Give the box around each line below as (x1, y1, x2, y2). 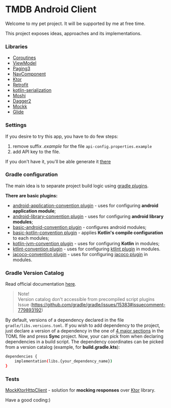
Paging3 (12, 65, 31, 72)
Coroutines (12, 55, 36, 61)
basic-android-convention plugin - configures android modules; (12, 224, 147, 230)
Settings (5, 121, 27, 129)
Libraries (5, 43, 28, 50)
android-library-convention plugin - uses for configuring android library (12, 213, 164, 219)
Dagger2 (12, 98, 32, 104)
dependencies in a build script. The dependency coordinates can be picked (5, 339, 164, 345)
